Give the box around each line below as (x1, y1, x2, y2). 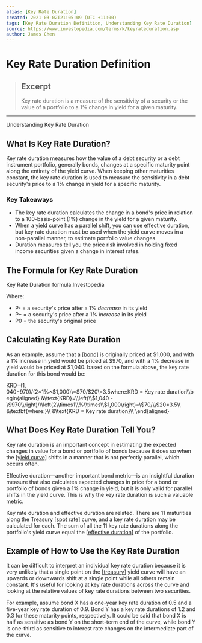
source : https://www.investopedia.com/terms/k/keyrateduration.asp (6, 25, 179, 32)
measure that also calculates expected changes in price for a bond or (6, 478, 179, 485)
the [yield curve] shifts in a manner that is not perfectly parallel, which (6, 453, 180, 461)
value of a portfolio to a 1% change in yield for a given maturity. (20, 104, 178, 111)
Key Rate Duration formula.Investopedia (6, 281, 105, 289)
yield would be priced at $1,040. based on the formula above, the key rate (6, 363, 189, 371)
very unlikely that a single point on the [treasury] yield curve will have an (6, 568, 186, 575)
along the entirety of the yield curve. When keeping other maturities (6, 167, 174, 174)
